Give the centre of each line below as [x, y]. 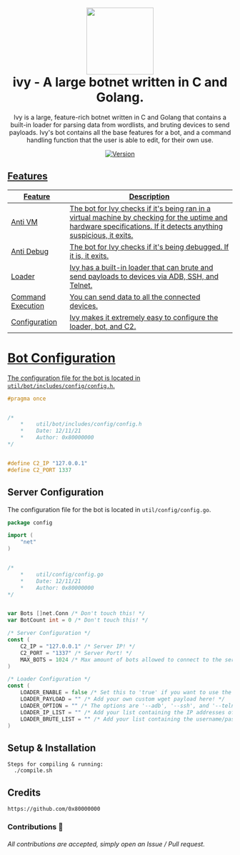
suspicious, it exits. [101, 235]
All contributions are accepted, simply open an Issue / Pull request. [106, 844]
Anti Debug [30, 251]
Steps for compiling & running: [55, 764]
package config [30, 522]
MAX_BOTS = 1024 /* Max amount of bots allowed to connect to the [121, 660]
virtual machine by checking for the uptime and [149, 217]
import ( [20, 536]
